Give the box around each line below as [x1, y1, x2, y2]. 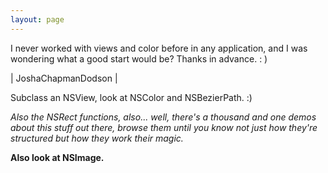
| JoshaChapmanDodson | [10, 72, 118, 84]
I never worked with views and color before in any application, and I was [10, 42, 308, 54]
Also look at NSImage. [10, 151, 105, 163]
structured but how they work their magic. [10, 132, 184, 144]
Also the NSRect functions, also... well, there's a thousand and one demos [10, 111, 317, 123]
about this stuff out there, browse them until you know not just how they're [10, 121, 318, 133]
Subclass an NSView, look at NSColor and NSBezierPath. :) [10, 91, 253, 103]
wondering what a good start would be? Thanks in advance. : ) [10, 52, 268, 65]
